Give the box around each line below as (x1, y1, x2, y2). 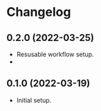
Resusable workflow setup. (16, 50, 94, 58)
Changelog (6, 4, 71, 20)
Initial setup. (16, 96, 52, 104)
